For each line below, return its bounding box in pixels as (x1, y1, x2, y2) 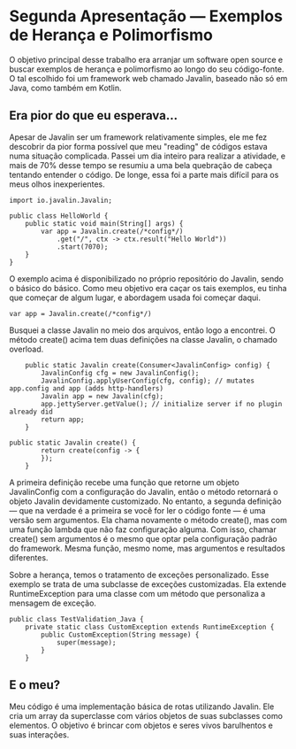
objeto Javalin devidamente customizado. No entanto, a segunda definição (9, 496, 282, 506)
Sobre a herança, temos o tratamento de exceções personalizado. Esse (9, 569, 269, 580)
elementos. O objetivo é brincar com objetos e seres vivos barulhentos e (9, 720, 274, 730)
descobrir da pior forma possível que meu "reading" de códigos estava (9, 141, 268, 151)
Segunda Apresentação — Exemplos (9, 6, 283, 27)
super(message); (56, 637, 117, 647)
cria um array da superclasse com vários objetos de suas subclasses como (9, 710, 283, 721)
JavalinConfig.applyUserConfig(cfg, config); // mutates (41, 376, 254, 385)
